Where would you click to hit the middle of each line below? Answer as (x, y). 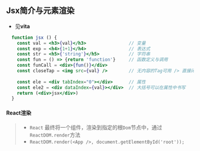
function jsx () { (35, 38)
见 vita (22, 26)
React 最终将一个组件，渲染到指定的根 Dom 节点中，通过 (96, 127)
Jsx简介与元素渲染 (40, 11)
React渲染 (19, 113)
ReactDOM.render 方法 (55, 135)
